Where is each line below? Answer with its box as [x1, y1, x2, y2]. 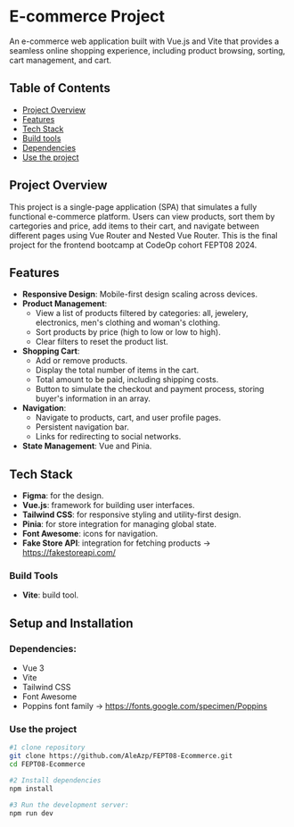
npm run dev [9, 808, 53, 818]
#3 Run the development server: [9, 800, 129, 809]
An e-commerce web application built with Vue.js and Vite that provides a [9, 36, 280, 46]
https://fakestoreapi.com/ [21, 547, 116, 558]
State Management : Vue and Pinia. [21, 440, 152, 452]
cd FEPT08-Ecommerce [9, 760, 86, 769]
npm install [9, 784, 53, 793]
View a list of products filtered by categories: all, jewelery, [35, 308, 249, 319]
